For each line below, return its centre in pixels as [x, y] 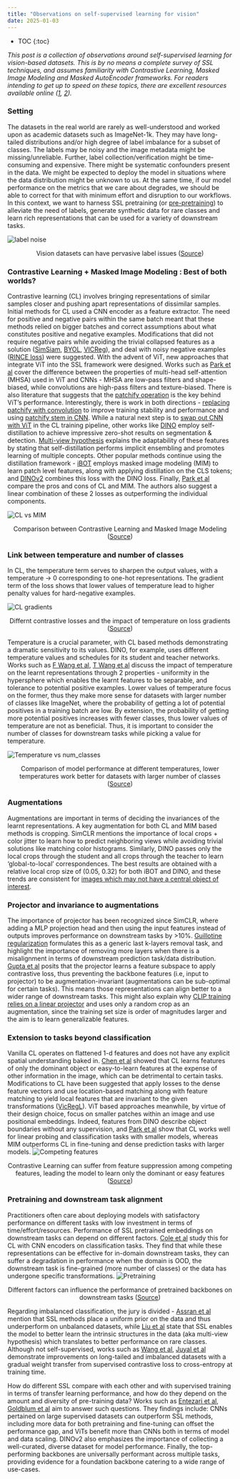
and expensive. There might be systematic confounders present [136, 164]
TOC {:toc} [34, 41]
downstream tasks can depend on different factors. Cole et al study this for [118, 1238]
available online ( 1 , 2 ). [40, 93]
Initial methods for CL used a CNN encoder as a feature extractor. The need [119, 312]
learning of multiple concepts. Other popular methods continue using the [115, 456]
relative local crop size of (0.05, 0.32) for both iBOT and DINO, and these [114, 871]
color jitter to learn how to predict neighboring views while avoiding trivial [115, 841]
